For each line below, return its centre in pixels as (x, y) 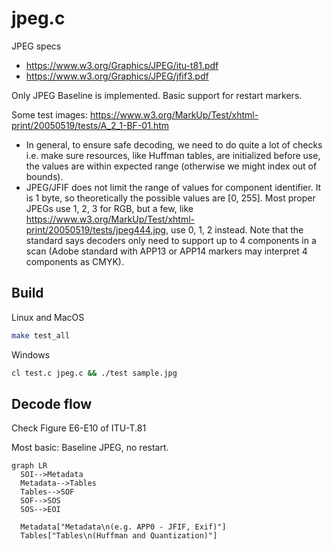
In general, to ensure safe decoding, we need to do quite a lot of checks (174, 144)
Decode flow (52, 403)
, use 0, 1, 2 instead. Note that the (234, 229)
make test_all (41, 335)
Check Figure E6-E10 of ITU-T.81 (79, 428)
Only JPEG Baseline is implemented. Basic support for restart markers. (157, 95)
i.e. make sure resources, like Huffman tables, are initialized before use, (173, 155)
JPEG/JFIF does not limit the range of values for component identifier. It (173, 187)
